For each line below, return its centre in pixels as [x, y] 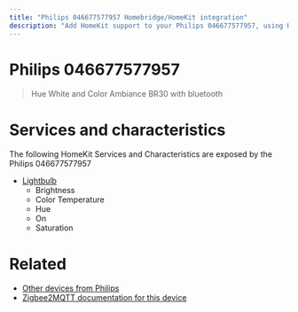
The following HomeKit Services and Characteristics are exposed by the [141, 154]
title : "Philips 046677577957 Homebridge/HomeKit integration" [129, 17]
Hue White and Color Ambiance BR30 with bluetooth [127, 94]
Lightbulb [39, 181]
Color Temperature [70, 199]
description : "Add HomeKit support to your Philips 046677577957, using [146, 26]
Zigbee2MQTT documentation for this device [104, 298]
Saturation [54, 228]
